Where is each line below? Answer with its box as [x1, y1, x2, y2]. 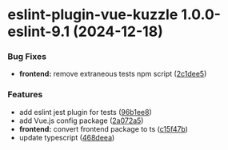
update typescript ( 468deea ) [18, 132, 115, 142]
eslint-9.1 [7, 22, 70, 41]
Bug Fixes [7, 51, 47, 62]
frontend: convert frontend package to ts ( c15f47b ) [18, 124, 189, 133]
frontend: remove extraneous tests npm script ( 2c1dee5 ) [18, 69, 207, 79]
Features [7, 89, 43, 101]
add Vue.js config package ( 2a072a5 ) [18, 116, 144, 125]
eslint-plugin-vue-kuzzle [7, 6, 178, 24]
